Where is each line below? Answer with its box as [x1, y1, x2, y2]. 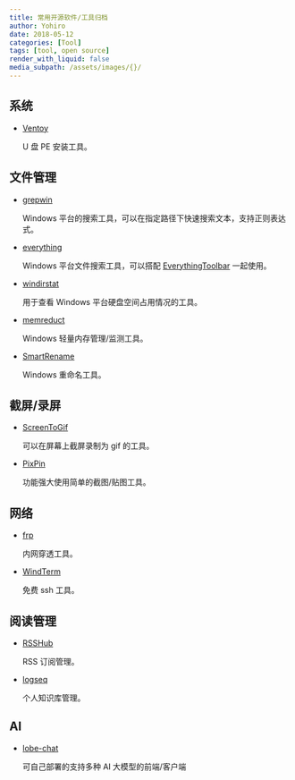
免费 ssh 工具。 [21, 585, 80, 596]
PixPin [21, 458, 46, 470]
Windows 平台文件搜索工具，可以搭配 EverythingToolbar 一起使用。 [21, 260, 272, 271]
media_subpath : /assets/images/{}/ [9, 64, 142, 72]
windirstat [21, 278, 60, 289]
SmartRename [21, 351, 75, 361]
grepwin [21, 194, 54, 205]
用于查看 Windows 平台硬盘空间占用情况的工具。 [21, 296, 203, 307]
